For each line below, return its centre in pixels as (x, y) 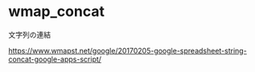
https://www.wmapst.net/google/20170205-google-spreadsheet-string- (127, 50)
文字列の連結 (29, 34)
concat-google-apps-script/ (55, 59)
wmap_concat (56, 12)
